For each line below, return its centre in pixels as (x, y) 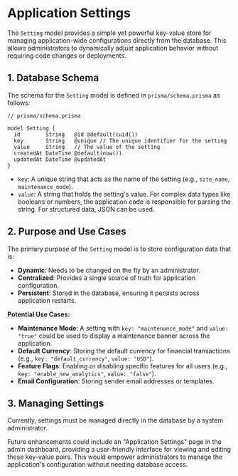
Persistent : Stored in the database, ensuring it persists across (109, 293)
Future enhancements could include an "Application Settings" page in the (115, 442)
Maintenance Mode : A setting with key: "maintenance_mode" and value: (123, 328)
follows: (19, 103)
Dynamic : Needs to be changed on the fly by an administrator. (109, 270)
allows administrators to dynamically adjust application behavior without (113, 48)
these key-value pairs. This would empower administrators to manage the (115, 457)
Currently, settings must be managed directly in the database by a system (115, 420)
